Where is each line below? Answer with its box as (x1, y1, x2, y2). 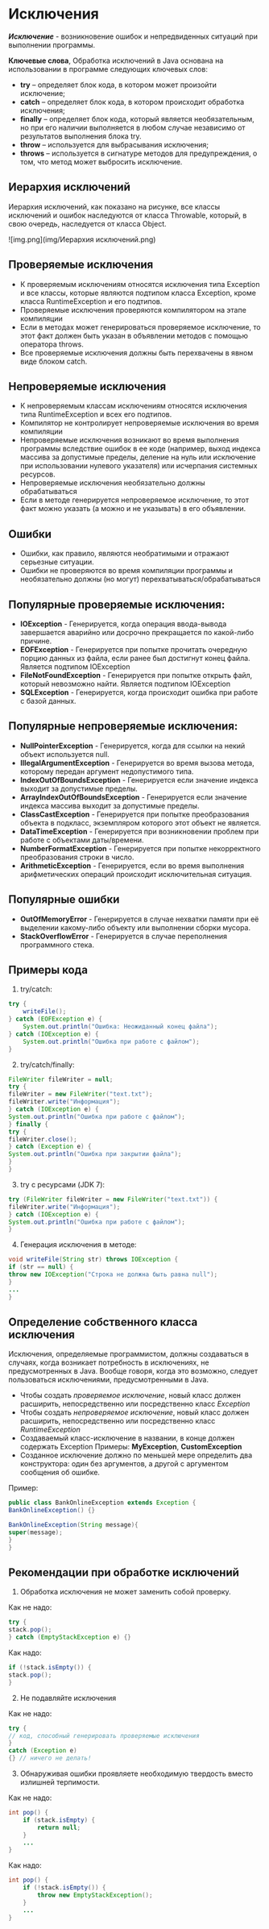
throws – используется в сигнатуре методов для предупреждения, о (19, 148, 258, 158)
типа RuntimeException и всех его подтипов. (19, 409, 172, 419)
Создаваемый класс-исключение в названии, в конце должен (19, 1433, 235, 1443)
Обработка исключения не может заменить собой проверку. (19, 1587, 231, 1597)
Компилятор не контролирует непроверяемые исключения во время (19, 418, 259, 428)
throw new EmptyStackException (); (37, 1891, 153, 1899)
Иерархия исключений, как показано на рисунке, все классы (8, 202, 221, 211)
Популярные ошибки (8, 892, 120, 907)
